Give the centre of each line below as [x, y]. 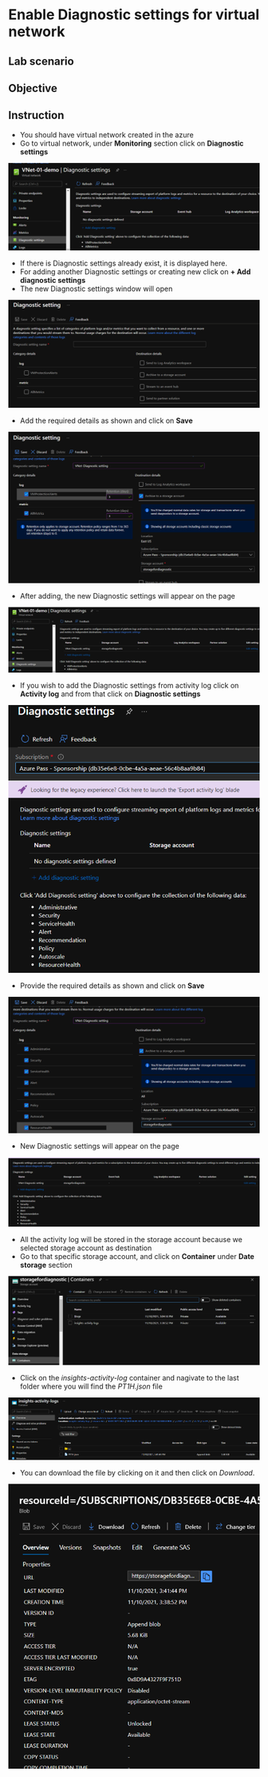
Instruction [36, 116]
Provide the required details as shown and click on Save [112, 986]
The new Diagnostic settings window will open [96, 289]
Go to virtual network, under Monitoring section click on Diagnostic [132, 143]
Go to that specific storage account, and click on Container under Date [137, 1257]
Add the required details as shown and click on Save [106, 420]
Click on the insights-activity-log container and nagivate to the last [129, 1377]
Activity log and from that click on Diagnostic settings [110, 694]
